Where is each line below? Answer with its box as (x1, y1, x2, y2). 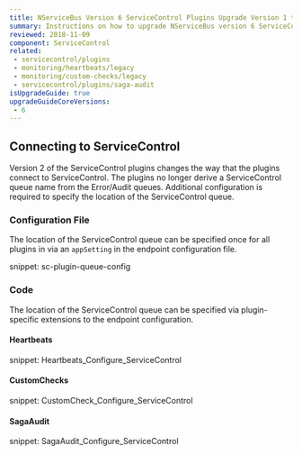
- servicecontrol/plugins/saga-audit (13, 80, 155, 89)
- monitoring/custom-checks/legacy (13, 72, 147, 81)
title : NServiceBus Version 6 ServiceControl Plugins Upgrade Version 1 (9, 13, 288, 23)
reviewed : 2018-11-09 (9, 30, 91, 39)
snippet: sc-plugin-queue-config (9, 261, 131, 272)
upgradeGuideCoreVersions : (9, 96, 111, 106)
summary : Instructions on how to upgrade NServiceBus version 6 (9, 22, 255, 31)
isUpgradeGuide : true (9, 88, 91, 97)
